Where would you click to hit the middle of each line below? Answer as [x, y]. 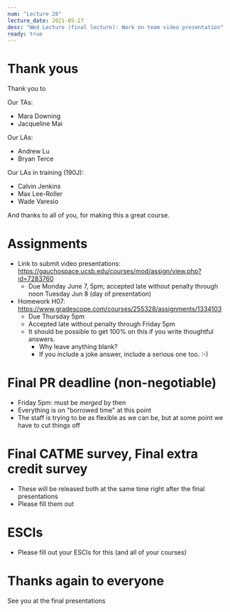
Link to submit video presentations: [69, 264]
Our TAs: [20, 102]
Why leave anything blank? [78, 347]
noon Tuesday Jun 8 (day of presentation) [90, 294]
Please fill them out [46, 504]
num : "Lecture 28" [34, 14]
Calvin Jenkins [39, 186]
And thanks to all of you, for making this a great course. [89, 215]
